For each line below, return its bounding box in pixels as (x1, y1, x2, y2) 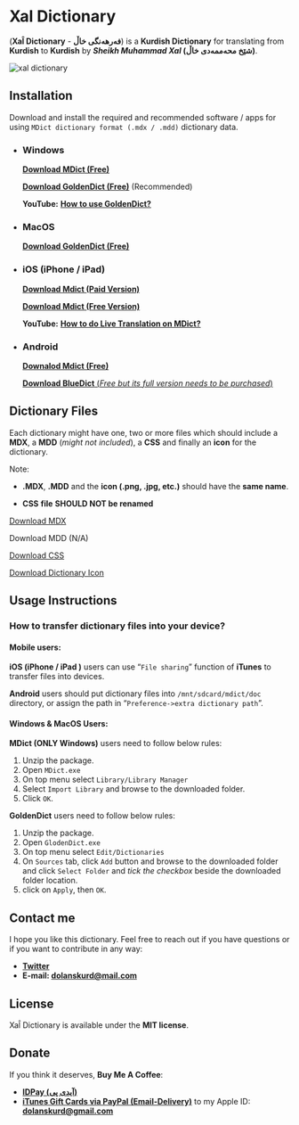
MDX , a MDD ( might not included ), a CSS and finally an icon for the (9, 437, 256, 448)
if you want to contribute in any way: (9, 943, 143, 955)
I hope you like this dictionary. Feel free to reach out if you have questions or (9, 934, 290, 945)
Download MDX (9, 515, 67, 526)
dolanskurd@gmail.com (21, 1105, 114, 1116)
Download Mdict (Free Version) (21, 300, 141, 311)
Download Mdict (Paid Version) (21, 283, 141, 294)
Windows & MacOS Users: (9, 718, 109, 728)
